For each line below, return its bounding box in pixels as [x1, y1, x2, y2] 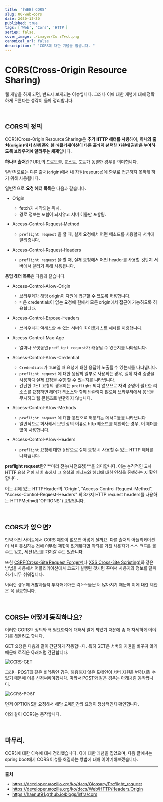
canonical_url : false [5, 39, 49, 44]
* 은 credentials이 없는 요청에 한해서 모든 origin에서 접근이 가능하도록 [19, 299, 152, 305]
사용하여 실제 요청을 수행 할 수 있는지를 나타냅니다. [19, 377, 115, 383]
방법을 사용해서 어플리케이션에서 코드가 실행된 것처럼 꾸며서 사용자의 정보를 [5, 565, 148, 571]
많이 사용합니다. [19, 427, 49, 433]
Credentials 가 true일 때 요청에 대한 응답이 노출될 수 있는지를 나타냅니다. [19, 365, 158, 370]
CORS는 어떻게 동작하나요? [5, 613, 82, 621]
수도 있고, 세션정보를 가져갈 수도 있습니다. [5, 549, 84, 555]
